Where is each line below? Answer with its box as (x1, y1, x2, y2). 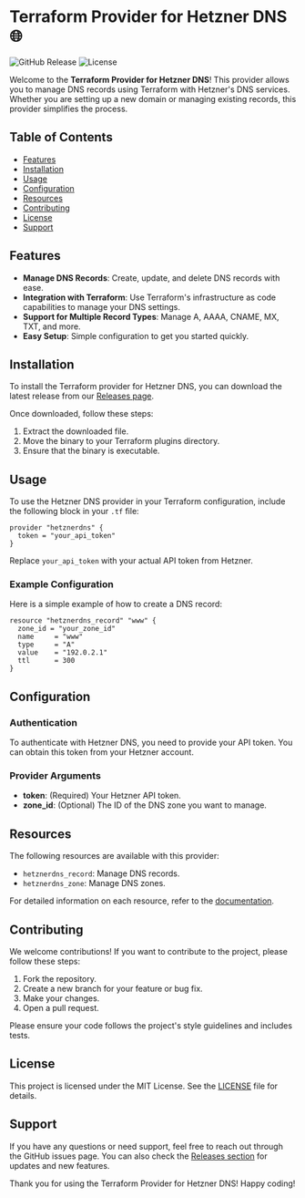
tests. (9, 1030, 30, 1041)
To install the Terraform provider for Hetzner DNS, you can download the (9, 381, 282, 392)
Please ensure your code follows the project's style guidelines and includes (9, 1020, 293, 1031)
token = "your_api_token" (17, 532, 117, 541)
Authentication (9, 716, 77, 728)
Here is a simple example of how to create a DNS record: (9, 599, 223, 610)
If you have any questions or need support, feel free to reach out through (9, 1141, 284, 1152)
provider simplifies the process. (9, 103, 128, 114)
